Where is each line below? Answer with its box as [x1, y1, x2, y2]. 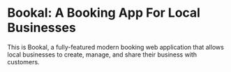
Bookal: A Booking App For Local [7, 5, 201, 21]
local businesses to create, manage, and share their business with [7, 50, 198, 59]
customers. [7, 57, 40, 66]
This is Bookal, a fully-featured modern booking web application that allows [7, 43, 225, 51]
